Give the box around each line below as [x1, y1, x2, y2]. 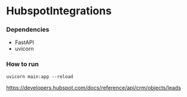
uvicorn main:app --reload [6, 73, 73, 80]
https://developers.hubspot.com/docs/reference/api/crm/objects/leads [6, 84, 181, 91]
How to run [6, 60, 39, 68]
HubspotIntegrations [6, 4, 112, 18]
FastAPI [14, 39, 34, 46]
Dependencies [6, 26, 50, 34]
